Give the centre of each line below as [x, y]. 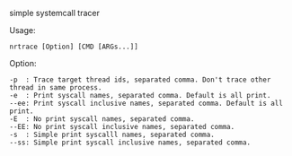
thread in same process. [56, 88]
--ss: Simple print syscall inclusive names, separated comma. [130, 143]
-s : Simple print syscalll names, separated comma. [112, 134]
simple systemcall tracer [55, 13]
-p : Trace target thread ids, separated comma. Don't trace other [140, 80]
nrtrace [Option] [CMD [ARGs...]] [74, 47]
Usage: [22, 30]
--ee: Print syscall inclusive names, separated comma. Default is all [146, 103]
